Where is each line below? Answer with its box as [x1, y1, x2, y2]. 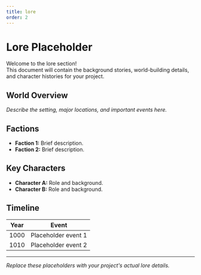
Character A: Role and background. [14, 179, 103, 186]
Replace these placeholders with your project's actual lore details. [6, 262, 170, 269]
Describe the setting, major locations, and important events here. [6, 106, 167, 113]
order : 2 [6, 14, 28, 20]
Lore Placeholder [6, 40, 93, 54]
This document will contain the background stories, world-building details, [6, 67, 190, 74]
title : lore [6, 8, 36, 15]
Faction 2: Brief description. [14, 146, 85, 153]
